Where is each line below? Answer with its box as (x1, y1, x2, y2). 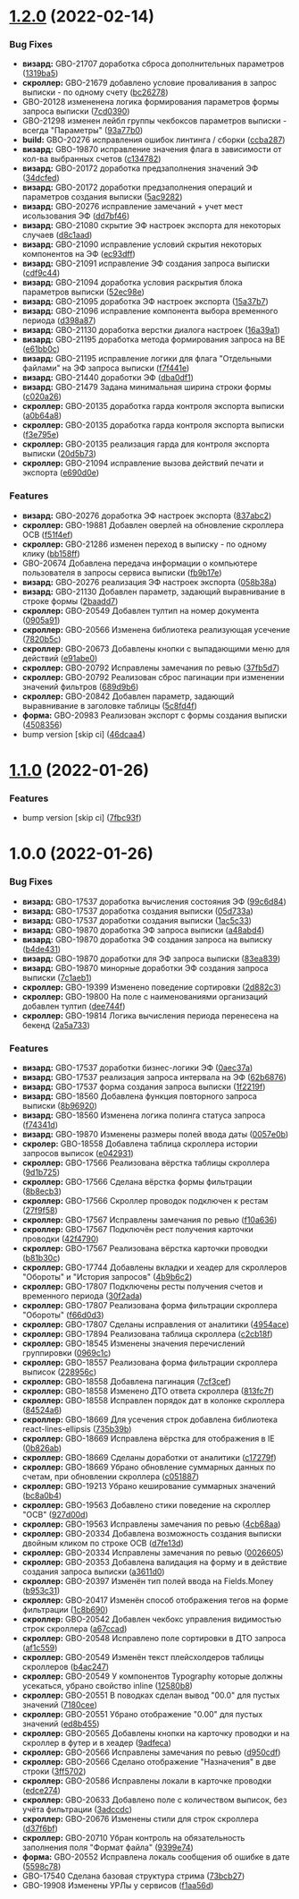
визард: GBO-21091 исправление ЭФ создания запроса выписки (21, 258, 270, 269)
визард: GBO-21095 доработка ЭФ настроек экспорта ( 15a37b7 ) (21, 296, 270, 307)
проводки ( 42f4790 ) (21, 1233, 100, 1245)
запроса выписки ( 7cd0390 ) (21, 106, 130, 117)
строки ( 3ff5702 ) (21, 1766, 87, 1777)
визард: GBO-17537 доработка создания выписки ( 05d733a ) (21, 906, 254, 916)
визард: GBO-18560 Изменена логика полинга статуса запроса (21, 1110, 266, 1120)
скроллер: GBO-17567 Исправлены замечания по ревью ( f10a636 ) (21, 1214, 278, 1225)
